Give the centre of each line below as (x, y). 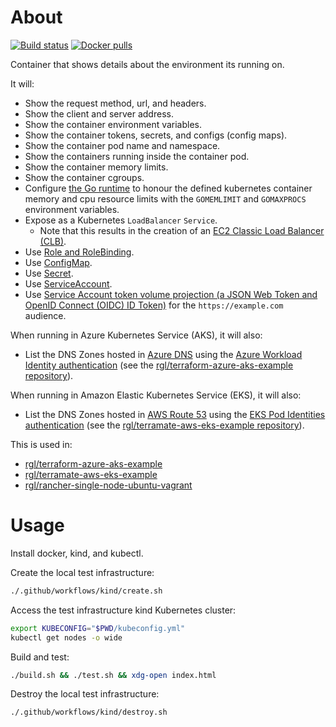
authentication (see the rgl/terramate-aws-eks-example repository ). (164, 425)
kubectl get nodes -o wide (66, 637)
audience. (45, 315)
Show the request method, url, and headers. (115, 103)
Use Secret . (49, 273)
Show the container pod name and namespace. (122, 145)
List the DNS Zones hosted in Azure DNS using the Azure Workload (163, 354)
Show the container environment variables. (113, 124)
